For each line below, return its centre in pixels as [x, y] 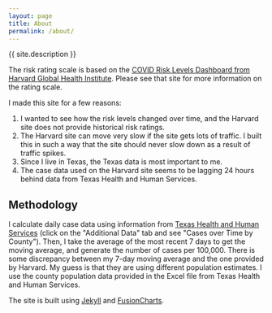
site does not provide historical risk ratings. [92, 128]
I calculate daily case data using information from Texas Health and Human [134, 224]
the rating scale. [35, 87]
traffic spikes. [43, 153]
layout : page [30, 16]
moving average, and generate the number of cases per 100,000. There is [132, 250]
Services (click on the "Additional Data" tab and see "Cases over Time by [131, 233]
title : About [30, 24]
